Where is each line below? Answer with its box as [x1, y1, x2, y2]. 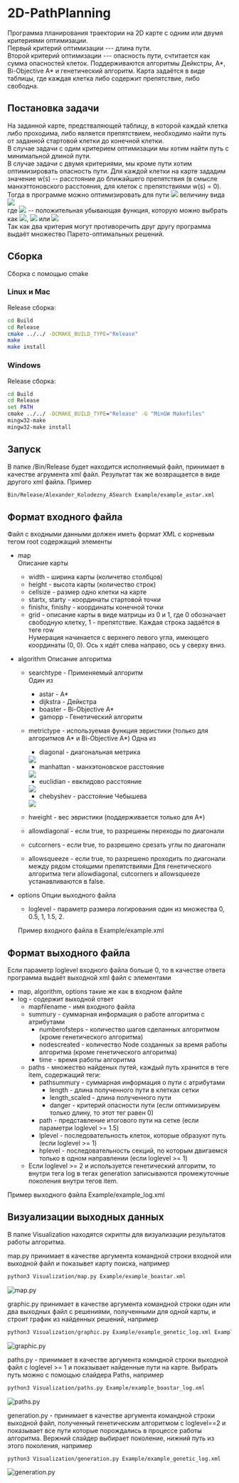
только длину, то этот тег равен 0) [49, 1109, 154, 1117]
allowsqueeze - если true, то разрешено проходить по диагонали [28, 855, 225, 863]
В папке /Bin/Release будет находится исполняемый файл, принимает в [7, 462, 225, 471]
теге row [28, 626, 55, 634]
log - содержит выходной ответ [17, 995, 114, 1004]
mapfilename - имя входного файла [28, 1002, 135, 1011]
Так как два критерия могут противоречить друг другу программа [7, 222, 211, 230]
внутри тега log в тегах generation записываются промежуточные [28, 1169, 230, 1178]
